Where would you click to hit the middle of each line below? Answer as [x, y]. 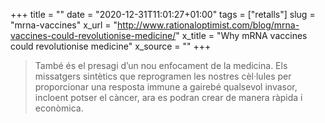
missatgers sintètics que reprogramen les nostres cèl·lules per [163, 76]
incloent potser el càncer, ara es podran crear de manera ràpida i [168, 97]
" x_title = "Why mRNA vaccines [241, 35]
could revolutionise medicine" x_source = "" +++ [111, 46]
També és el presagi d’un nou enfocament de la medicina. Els [161, 65]
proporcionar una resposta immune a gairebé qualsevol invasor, [166, 87]
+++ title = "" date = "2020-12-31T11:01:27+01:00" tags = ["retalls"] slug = [163, 14]
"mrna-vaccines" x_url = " [64, 25]
